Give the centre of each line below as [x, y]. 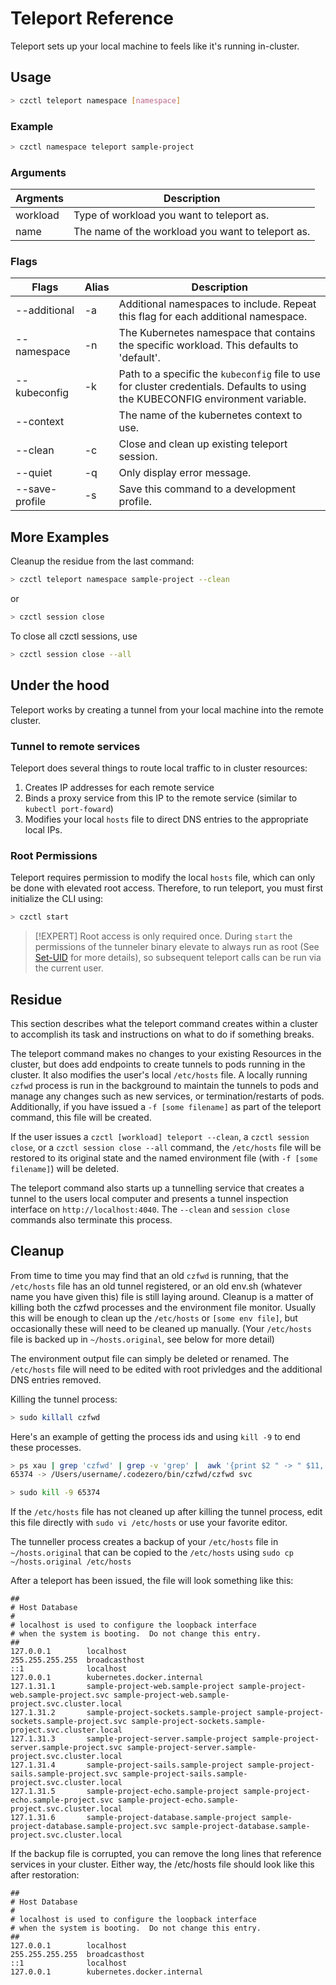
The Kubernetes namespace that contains [217, 333]
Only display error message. [185, 473]
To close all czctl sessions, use [74, 636]
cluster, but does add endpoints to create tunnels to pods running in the [158, 1064]
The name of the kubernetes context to [210, 415]
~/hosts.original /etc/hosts [71, 1562]
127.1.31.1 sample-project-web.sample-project [122, 1687]
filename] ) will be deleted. [65, 1168]
